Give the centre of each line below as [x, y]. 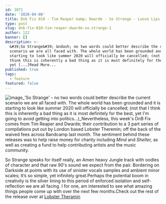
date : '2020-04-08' [25, 14]
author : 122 [17, 33]
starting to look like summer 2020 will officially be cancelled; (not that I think [83, 108]
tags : [11, 74]
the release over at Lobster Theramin [43, 197]
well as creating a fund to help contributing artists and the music [71, 145]
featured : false [22, 83]
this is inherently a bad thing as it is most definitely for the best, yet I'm [77, 113]
